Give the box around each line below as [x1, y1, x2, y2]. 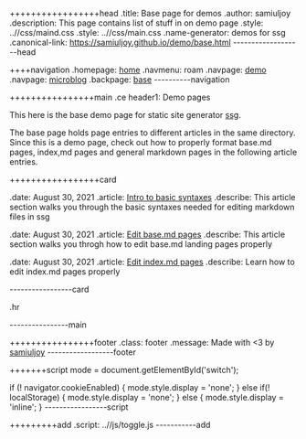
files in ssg [9, 211, 50, 222]
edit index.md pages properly [9, 266, 121, 277]
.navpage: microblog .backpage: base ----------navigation [9, 74, 230, 85]
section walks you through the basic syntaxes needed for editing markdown [9, 201, 295, 212]
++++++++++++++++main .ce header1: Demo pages [9, 91, 211, 102]
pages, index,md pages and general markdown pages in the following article [9, 146, 298, 157]
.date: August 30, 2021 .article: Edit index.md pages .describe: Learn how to [9, 256, 295, 267]
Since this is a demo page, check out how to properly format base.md [9, 137, 272, 147]
